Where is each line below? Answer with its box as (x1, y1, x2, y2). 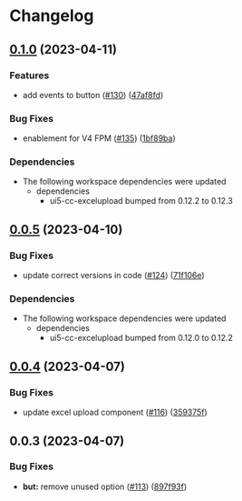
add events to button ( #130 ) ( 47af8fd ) (22, 89, 164, 100)
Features (9, 69, 50, 82)
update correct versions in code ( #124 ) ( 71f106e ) (22, 270, 206, 281)
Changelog (9, 5, 94, 26)
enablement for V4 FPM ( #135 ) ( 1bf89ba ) (22, 133, 177, 144)
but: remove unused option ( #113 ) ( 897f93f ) (22, 481, 188, 492)
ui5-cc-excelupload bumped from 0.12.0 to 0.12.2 (49, 333, 234, 344)
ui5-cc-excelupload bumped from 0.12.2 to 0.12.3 (49, 195, 233, 206)
